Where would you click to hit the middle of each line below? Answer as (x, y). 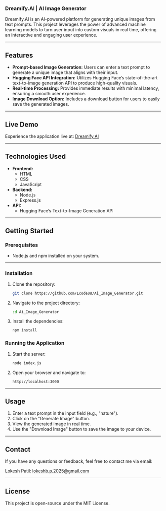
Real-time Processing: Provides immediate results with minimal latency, (86, 88)
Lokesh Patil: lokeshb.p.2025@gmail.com (47, 471)
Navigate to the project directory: (46, 303)
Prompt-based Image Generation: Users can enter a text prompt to (81, 67)
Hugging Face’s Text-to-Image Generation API (66, 210)
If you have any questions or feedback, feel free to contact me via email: (79, 461)
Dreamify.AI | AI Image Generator (46, 8)
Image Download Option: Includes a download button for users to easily (86, 99)
